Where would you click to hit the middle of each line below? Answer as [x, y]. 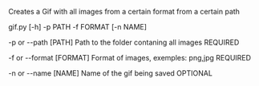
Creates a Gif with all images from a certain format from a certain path [124, 12]
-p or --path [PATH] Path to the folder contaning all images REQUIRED [124, 42]
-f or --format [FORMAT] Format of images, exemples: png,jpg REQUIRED [129, 58]
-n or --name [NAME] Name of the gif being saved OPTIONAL [110, 73]
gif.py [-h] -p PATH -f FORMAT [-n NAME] [77, 27]
